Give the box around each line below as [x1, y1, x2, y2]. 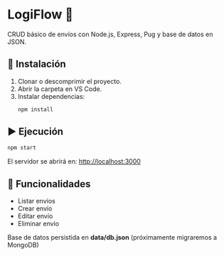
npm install [17, 106, 53, 113]
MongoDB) [7, 241, 39, 250]
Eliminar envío [17, 220, 59, 228]
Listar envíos [17, 197, 55, 206]
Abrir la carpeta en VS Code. [17, 85, 102, 93]
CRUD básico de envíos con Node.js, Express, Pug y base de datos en [7, 30, 213, 38]
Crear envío [17, 204, 53, 213]
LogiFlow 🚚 [7, 6, 73, 23]
